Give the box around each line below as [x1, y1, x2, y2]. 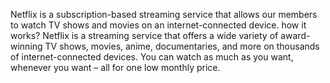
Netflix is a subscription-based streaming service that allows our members [10, 9, 318, 20]
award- [280, 30, 311, 41]
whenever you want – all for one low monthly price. [10, 62, 221, 73]
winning [10, 40, 43, 52]
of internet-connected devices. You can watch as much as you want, [10, 51, 294, 63]
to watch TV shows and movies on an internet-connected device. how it [10, 19, 307, 31]
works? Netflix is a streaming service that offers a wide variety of [10, 30, 279, 41]
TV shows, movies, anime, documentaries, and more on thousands [44, 40, 320, 52]
